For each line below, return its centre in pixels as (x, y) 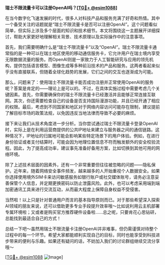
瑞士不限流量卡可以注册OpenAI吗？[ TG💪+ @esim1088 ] (61, 8)
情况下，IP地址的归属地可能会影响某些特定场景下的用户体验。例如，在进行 (84, 136)
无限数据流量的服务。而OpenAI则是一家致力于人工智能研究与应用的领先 (77, 59)
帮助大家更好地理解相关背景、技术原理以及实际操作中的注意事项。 (80, 37)
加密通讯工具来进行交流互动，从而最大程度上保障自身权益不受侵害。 (74, 189)
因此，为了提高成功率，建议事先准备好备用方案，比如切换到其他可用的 (84, 148)
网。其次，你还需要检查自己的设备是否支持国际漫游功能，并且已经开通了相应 (82, 101)
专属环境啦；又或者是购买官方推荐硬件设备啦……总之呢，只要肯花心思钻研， (82, 212)
